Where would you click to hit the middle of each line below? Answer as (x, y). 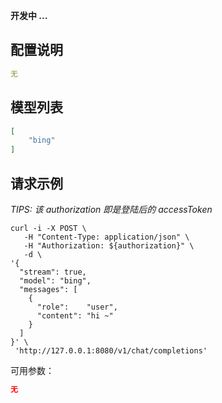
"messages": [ (48, 289)
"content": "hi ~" (75, 315)
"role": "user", (77, 307)
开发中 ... (29, 15)
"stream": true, (53, 272)
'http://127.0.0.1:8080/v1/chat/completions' (111, 350)
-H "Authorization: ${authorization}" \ (109, 245)
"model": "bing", (55, 280)
